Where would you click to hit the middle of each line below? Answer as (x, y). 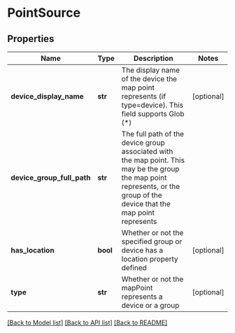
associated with (147, 151)
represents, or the (151, 186)
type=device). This (152, 105)
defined (134, 268)
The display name (151, 70)
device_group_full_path (51, 178)
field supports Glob (153, 114)
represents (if (144, 96)
